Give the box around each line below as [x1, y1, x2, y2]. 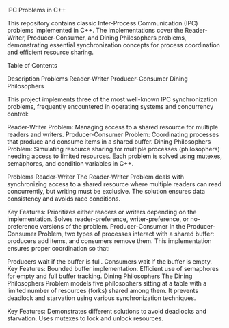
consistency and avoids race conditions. [7, 194, 121, 203]
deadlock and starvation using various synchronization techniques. [7, 294, 196, 302]
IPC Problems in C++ [7, 6, 66, 14]
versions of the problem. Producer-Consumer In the [40, 223, 186, 230]
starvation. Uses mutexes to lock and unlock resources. [7, 314, 164, 323]
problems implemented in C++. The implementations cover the [7, 27, 184, 34]
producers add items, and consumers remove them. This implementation [7, 237, 212, 245]
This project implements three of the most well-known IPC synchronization [7, 95, 217, 103]
